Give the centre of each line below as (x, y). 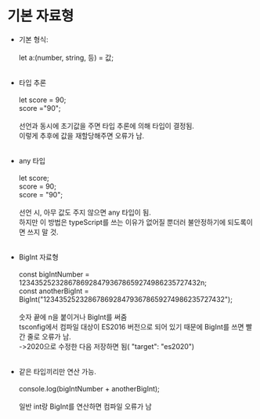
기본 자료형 (41, 16)
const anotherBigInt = (54, 291)
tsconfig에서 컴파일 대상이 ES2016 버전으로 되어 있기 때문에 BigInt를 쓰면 (131, 326)
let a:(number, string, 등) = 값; (66, 57)
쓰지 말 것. (43, 232)
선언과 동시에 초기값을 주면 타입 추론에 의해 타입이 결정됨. (107, 126)
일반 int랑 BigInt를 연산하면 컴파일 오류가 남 (85, 406)
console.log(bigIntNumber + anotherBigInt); (89, 388)
